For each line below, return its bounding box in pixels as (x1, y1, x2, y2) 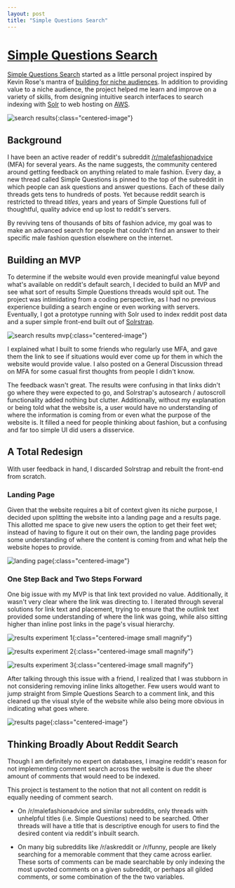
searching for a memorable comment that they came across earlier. (17, 850, 213, 858)
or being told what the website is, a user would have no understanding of (7, 404, 219, 412)
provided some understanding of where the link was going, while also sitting (7, 612, 228, 621)
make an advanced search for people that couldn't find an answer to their (7, 226, 220, 235)
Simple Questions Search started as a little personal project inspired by (7, 70, 213, 79)
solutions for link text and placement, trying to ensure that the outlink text (7, 605, 220, 614)
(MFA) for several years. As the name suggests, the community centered (7, 160, 217, 169)
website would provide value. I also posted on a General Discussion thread (7, 360, 223, 368)
